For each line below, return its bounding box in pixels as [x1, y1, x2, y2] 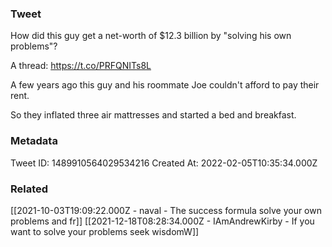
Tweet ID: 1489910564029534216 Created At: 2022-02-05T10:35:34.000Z [10, 157, 318, 169]
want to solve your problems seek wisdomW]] [10, 225, 200, 237]
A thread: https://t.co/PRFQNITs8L [10, 60, 152, 72]
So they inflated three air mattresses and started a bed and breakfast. [10, 109, 297, 121]
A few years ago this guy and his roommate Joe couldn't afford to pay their [10, 79, 320, 91]
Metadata [10, 134, 58, 148]
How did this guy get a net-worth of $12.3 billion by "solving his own [10, 30, 292, 42]
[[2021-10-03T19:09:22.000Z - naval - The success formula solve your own [10, 204, 322, 216]
